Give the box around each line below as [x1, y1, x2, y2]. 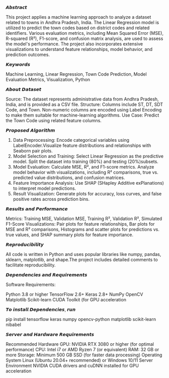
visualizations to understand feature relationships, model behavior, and [6, 46, 153, 52]
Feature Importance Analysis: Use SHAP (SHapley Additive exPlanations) [13, 180, 164, 186]
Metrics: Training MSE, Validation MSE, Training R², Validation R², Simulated [6, 215, 162, 222]
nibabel [6, 321, 22, 328]
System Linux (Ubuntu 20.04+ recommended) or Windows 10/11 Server [6, 357, 153, 363]
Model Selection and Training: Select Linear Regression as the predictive [13, 153, 164, 159]
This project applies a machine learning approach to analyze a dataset [6, 14, 151, 20]
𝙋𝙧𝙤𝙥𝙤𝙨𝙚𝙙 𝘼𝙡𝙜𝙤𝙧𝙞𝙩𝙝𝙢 [6, 127, 55, 133]
